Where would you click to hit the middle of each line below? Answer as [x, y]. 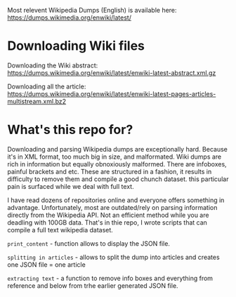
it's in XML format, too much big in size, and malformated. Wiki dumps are [114, 157]
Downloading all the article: [47, 86]
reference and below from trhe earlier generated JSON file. [93, 285]
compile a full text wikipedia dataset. [60, 230]
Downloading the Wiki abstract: [53, 65]
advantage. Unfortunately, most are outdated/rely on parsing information [112, 207]
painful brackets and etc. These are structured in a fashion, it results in [110, 171]
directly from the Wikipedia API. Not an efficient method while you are [108, 215]
